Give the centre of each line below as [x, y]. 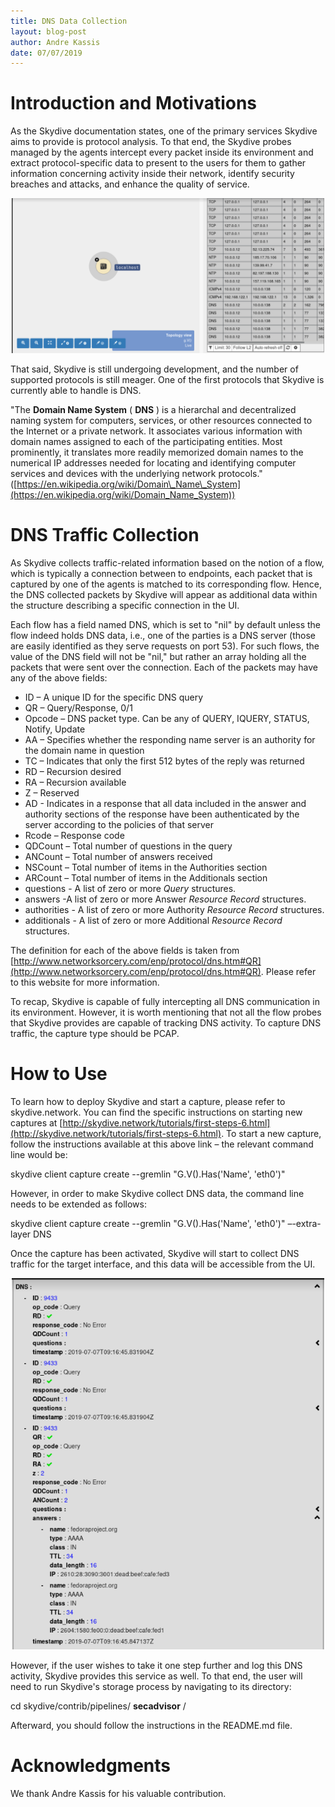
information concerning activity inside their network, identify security [152, 174]
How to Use [59, 1074]
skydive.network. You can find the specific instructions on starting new [156, 1112]
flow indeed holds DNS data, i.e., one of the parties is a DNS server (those [163, 636]
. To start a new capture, [271, 1134]
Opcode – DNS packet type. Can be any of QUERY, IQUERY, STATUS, [167, 719]
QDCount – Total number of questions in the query [128, 846]
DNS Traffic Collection [105, 535]
